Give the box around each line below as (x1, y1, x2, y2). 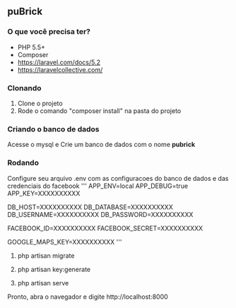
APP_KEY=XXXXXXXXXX (7, 189, 81, 197)
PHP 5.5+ (17, 42, 46, 52)
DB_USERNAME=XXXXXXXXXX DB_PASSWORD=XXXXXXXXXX (7, 210, 194, 218)
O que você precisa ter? (7, 27, 90, 37)
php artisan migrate (17, 251, 75, 260)
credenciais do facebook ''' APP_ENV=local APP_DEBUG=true (7, 182, 189, 190)
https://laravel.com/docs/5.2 (17, 58, 101, 66)
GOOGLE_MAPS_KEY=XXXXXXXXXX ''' (7, 237, 122, 246)
